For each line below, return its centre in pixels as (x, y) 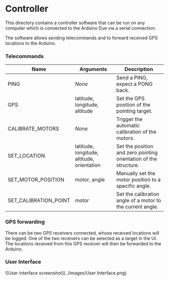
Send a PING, (132, 78)
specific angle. (134, 186)
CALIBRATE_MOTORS (33, 129)
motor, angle (90, 180)
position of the (134, 105)
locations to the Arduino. (31, 43)
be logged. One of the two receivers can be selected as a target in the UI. (81, 238)
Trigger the (130, 119)
